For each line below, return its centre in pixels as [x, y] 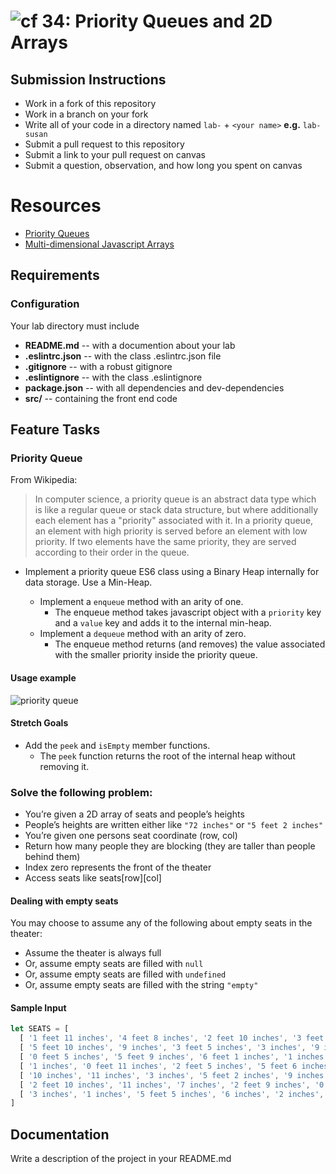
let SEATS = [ [40, 1029]
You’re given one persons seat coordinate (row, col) [131, 836]
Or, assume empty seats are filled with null [114, 964]
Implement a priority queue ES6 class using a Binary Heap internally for [172, 572]
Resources [56, 206]
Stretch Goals [39, 723]
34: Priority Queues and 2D [157, 21]
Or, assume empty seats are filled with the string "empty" [141, 985]
